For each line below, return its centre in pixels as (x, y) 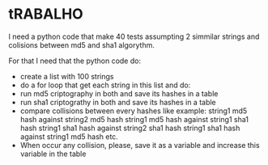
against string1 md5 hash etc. (69, 136)
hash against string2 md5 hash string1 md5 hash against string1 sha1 (134, 119)
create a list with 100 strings (67, 76)
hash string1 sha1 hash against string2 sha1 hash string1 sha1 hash (130, 128)
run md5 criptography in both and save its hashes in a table (119, 93)
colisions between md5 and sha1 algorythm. (82, 44)
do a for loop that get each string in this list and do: (105, 85)
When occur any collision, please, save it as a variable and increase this (140, 145)
